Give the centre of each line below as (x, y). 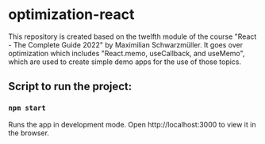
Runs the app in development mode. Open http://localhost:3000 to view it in (132, 124)
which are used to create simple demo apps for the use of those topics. (125, 62)
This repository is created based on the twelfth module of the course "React (132, 36)
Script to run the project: (70, 87)
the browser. (29, 133)
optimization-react (71, 15)
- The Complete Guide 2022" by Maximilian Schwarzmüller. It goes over (126, 44)
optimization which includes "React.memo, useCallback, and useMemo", (127, 53)
